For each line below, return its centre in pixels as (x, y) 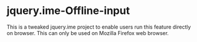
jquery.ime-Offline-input (68, 11)
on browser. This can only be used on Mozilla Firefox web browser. (88, 33)
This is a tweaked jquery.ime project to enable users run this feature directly (99, 27)
